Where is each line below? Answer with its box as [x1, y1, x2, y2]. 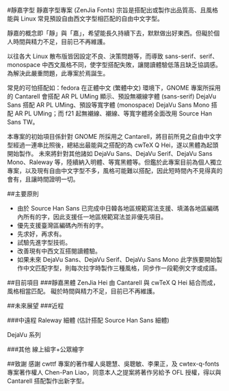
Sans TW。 [7, 118, 39, 126]
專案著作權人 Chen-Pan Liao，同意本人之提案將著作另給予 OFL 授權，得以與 [7, 368, 221, 376]
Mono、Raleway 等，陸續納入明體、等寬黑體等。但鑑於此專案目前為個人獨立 [7, 158, 222, 166]
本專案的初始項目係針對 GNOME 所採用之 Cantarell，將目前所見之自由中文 [7, 133, 216, 140]
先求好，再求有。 [16, 230, 66, 238]
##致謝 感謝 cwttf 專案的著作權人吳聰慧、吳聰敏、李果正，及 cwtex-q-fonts [7, 360, 220, 368]
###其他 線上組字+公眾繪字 [7, 345, 84, 353]
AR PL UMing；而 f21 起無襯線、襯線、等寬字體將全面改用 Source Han [14, 109, 213, 118]
